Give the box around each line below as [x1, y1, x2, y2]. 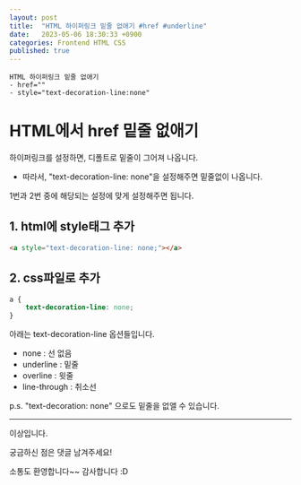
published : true [9, 47, 70, 56]
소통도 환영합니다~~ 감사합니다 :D [9, 466, 128, 477]
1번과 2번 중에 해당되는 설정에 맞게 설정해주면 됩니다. [9, 190, 194, 202]
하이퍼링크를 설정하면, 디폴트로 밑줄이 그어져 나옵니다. [9, 152, 199, 163]
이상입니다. [9, 428, 48, 439]
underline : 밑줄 [21, 359, 79, 370]
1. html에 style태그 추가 [9, 219, 135, 234]
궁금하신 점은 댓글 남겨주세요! [9, 447, 113, 458]
